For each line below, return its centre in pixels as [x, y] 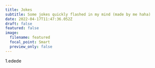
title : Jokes [19, 10]
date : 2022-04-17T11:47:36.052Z [39, 19]
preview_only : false [31, 47]
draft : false [19, 24]
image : [12, 33]
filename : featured [30, 38]
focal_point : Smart [30, 42]
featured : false [22, 28]
